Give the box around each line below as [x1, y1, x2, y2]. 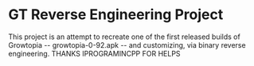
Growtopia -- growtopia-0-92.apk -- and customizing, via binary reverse [8, 40, 246, 49]
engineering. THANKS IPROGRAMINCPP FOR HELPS [8, 49, 181, 58]
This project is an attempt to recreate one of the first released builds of [8, 32, 240, 41]
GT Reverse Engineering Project [8, 6, 224, 24]
